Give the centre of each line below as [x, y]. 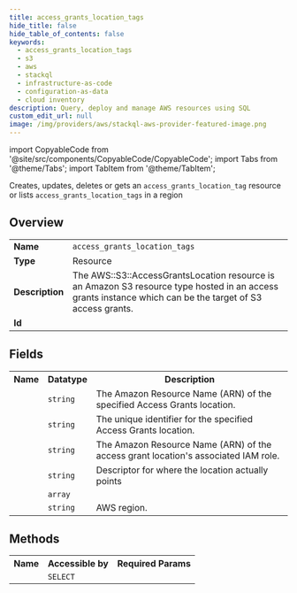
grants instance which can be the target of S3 [167, 297]
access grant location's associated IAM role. [188, 455]
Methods [34, 539]
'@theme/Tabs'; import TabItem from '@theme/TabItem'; [112, 168]
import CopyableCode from [59, 150]
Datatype [68, 379]
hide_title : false [43, 26]
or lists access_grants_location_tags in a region [96, 195]
